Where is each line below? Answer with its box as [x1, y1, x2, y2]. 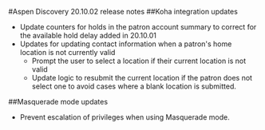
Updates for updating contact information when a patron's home [19, 39, 232, 49]
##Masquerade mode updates [8, 97, 109, 106]
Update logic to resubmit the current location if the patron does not [31, 73, 253, 82]
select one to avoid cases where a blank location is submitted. [31, 81, 237, 91]
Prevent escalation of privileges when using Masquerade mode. [19, 112, 230, 122]
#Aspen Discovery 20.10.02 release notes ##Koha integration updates [8, 7, 238, 16]
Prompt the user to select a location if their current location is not [31, 56, 247, 65]
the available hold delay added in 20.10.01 [19, 31, 157, 40]
